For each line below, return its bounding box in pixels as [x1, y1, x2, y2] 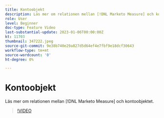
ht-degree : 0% [5, 57, 34, 62]
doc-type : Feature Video [5, 25, 56, 30]
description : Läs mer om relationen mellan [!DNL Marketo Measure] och [5, 12, 154, 17]
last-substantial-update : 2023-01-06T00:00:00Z [5, 30, 104, 35]
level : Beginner [5, 20, 38, 26]
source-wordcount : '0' [5, 52, 51, 58]
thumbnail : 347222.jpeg [5, 39, 54, 44]
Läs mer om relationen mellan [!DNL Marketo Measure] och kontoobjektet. [5, 98, 154, 104]
